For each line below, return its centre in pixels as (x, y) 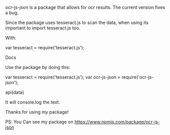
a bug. (12, 13)
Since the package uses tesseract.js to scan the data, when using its (77, 23)
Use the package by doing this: (38, 67)
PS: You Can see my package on (39, 122)
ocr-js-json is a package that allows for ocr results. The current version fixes (85, 7)
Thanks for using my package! (37, 112)
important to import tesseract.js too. (43, 28)
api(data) (15, 92)
